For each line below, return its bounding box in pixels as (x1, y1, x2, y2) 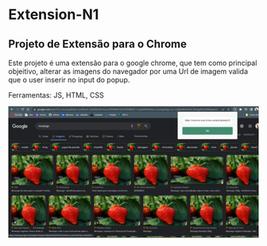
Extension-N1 (8, 6, 99, 24)
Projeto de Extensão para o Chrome (8, 37, 188, 51)
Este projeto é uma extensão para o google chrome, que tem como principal (8, 58, 257, 67)
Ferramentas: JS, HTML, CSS (8, 90, 105, 100)
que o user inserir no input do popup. (8, 75, 130, 84)
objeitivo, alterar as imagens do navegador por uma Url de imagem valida (8, 67, 249, 76)
